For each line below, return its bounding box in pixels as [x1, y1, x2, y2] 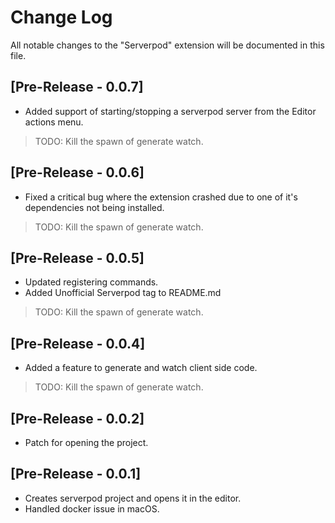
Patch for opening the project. [24, 437, 149, 448]
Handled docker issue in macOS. [24, 502, 160, 515]
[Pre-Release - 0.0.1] [10, 466, 142, 483]
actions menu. [24, 116, 84, 128]
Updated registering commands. [24, 276, 159, 288]
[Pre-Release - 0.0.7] [10, 79, 144, 96]
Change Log [10, 6, 113, 29]
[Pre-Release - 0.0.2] [10, 410, 145, 427]
